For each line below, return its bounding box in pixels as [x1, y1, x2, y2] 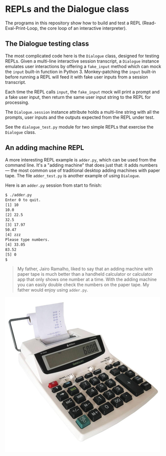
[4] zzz [5, 232, 21, 237]
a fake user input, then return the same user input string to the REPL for [5, 94, 151, 100]
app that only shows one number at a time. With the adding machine [17, 276, 157, 282]
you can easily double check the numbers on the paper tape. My [17, 282, 150, 288]
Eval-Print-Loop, [5, 25, 39, 31]
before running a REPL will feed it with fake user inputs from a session [5, 74, 148, 80]
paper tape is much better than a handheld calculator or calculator [17, 271, 153, 277]
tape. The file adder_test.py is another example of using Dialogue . [5, 172, 140, 178]
